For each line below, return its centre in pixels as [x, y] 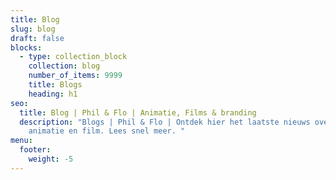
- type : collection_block [73, 57]
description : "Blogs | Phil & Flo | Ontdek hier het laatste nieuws [165, 122]
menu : [21, 141]
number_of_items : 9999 [75, 76]
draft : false [37, 38]
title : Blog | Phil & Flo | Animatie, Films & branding [138, 112]
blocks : [26, 47]
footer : [35, 150]
